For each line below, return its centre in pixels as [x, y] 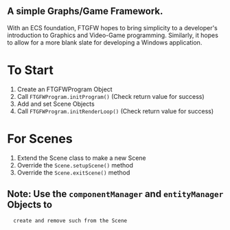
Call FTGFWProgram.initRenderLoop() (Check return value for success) [115, 111]
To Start [30, 70]
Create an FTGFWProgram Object [65, 89]
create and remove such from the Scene [70, 220]
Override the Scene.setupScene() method [75, 165]
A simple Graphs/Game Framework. [85, 11]
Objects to [30, 205]
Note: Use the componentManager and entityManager [115, 194]
